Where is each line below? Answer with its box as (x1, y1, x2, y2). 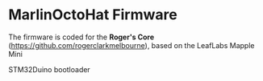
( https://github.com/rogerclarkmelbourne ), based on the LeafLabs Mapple (8, 40, 255, 50)
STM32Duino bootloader (8, 64, 90, 74)
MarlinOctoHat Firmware (8, 6, 177, 24)
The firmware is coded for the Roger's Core (8, 32, 155, 42)
